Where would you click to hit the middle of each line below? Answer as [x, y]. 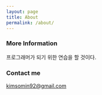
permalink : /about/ [30, 23]
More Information [32, 43]
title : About [22, 17]
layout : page [22, 12]
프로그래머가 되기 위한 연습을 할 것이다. [51, 57]
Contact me [23, 73]
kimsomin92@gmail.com [36, 85]
